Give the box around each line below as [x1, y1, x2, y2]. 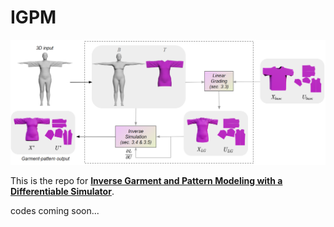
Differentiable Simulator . [10, 186, 115, 198]
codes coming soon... [10, 205, 100, 217]
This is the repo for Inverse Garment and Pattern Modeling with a [10, 175, 283, 187]
